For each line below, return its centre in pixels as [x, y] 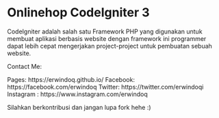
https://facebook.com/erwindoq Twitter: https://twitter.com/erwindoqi [105, 87]
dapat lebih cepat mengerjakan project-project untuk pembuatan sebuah [109, 46]
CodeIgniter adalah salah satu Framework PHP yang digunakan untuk [105, 31]
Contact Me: [25, 66]
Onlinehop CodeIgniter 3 [78, 13]
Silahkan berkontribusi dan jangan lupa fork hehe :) [79, 107]
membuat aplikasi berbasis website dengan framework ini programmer [107, 38]
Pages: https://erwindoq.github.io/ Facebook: [71, 79]
